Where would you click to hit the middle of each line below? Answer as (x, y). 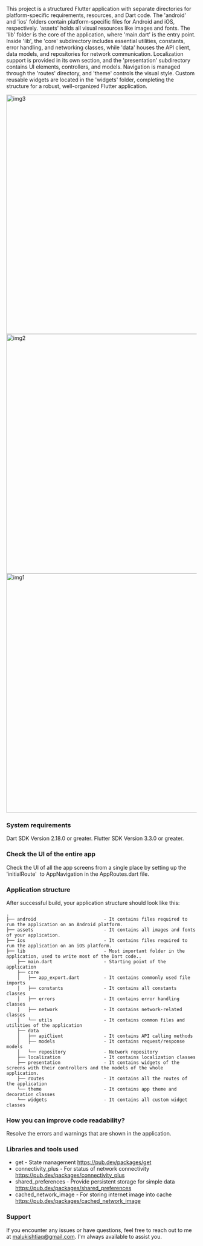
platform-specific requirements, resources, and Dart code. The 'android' (96, 15)
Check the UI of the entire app (51, 854)
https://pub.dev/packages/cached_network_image (78, 1201)
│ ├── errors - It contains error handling (98, 999)
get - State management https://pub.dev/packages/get (83, 1162)
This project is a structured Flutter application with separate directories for (99, 9)
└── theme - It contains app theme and (97, 1089)
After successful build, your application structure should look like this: (93, 902)
